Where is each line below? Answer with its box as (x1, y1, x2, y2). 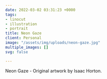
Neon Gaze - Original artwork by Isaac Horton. (5, 67, 102, 73)
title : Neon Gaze (5, 31, 42, 36)
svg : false (5, 49, 28, 54)
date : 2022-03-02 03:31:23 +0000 (5, 7, 76, 13)
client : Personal (5, 36, 42, 41)
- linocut (5, 17, 26, 22)
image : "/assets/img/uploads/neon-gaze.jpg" (5, 40, 100, 45)
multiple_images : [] (5, 45, 49, 50)
